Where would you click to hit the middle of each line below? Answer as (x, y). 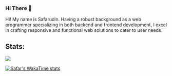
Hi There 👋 (18, 8)
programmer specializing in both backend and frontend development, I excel (86, 25)
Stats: (15, 46)
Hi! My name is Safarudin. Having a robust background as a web (73, 20)
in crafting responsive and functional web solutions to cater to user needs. (84, 30)
